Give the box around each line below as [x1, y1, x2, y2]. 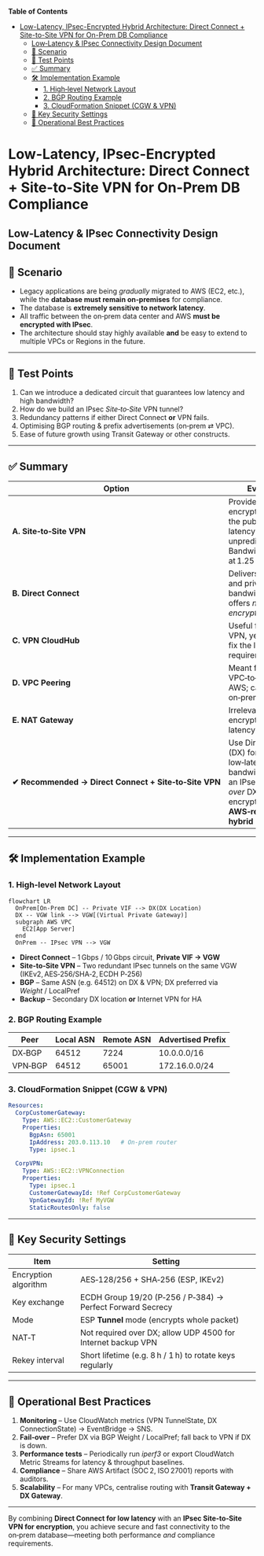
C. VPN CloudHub [12, 635, 80, 646]
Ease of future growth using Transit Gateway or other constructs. [19, 430, 230, 439]
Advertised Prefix [158, 1034, 226, 1045]
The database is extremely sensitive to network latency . [19, 303, 206, 313]
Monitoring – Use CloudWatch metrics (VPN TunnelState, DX [19, 1416, 218, 1425]
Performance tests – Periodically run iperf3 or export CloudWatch [19, 1449, 234, 1458]
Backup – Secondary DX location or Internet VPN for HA [19, 994, 202, 1004]
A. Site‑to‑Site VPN [12, 526, 86, 537]
